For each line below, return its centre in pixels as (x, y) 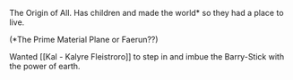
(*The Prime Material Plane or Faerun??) (84, 40)
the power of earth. (45, 66)
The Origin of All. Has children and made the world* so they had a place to (146, 13)
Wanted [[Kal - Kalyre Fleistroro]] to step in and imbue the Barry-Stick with (147, 56)
